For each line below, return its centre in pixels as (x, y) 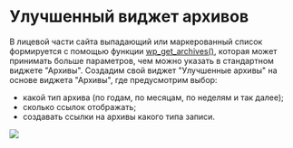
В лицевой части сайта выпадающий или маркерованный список (136, 42)
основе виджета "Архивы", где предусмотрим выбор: (113, 79)
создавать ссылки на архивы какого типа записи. (119, 116)
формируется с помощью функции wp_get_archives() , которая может (143, 51)
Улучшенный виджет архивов (129, 17)
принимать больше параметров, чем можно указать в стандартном (142, 60)
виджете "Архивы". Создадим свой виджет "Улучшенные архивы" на (144, 70)
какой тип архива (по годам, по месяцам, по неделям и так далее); (153, 97)
